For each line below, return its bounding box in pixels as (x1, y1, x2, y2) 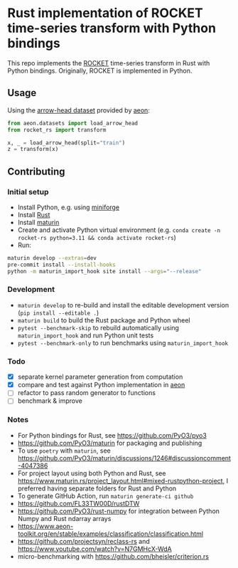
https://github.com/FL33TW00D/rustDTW (17, 499, 140, 507)
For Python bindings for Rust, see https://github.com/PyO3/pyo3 (17, 431, 207, 439)
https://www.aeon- (17, 522, 73, 530)
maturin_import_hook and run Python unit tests (17, 331, 154, 340)
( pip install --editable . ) (17, 308, 99, 317)
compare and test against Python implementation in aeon (17, 381, 185, 389)
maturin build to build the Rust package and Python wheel (17, 315, 190, 325)
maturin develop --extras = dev (7, 254, 97, 261)
